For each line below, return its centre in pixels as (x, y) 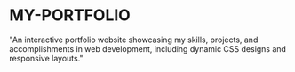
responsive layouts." (46, 58)
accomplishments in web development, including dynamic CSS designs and (148, 48)
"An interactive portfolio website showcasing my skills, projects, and (134, 40)
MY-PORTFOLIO (70, 15)
